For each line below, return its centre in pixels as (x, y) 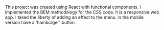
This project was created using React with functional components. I (73, 7)
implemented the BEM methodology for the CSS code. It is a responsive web (82, 12)
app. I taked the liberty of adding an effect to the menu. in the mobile (74, 17)
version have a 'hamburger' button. (41, 22)
